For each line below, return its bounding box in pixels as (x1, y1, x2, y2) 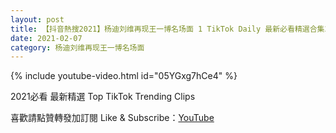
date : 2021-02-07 (10, 33, 83, 43)
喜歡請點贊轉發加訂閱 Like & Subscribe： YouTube (10, 112, 215, 124)
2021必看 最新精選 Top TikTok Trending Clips (10, 91, 196, 103)
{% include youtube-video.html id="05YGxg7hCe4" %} (10, 70, 238, 82)
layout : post (10, 14, 65, 25)
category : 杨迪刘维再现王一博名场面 (10, 42, 145, 53)
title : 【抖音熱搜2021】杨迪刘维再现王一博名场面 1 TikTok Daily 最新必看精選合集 (10, 24, 325, 34)
